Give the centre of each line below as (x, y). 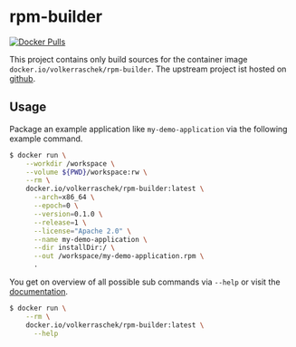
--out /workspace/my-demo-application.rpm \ (119, 256)
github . (23, 78)
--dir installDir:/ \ (74, 248)
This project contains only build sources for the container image (129, 59)
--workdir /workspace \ (71, 164)
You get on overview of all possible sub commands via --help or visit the (145, 282)
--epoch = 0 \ (56, 206)
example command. (46, 139)
